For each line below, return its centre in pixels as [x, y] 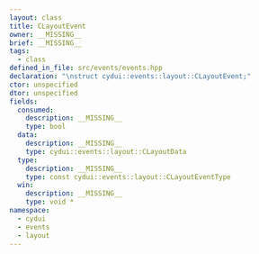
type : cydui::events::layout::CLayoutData [106, 151]
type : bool [46, 127]
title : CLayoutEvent [48, 26]
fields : [24, 101]
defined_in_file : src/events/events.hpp [86, 68]
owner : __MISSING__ [46, 34]
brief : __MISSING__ [46, 43]
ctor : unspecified [44, 85]
